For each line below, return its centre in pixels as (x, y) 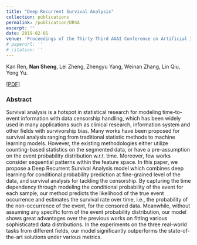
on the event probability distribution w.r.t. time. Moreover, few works (89, 156)
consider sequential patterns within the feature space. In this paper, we (92, 162)
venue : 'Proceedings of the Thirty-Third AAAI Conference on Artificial (97, 39)
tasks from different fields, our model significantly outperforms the (86, 231)
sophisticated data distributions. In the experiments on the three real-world (97, 224)
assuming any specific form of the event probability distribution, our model (96, 212)
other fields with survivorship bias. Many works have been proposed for (93, 131)
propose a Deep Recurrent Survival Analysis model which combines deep (95, 169)
